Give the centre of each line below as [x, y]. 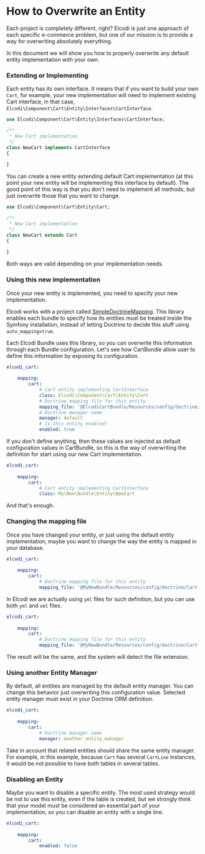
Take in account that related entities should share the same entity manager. [101, 750]
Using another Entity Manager [52, 673]
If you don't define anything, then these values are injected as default [94, 441]
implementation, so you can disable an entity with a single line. [85, 812]
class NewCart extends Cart [42, 235]
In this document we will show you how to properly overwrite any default [98, 53]
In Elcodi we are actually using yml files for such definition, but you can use [101, 599]
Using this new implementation [53, 280]
